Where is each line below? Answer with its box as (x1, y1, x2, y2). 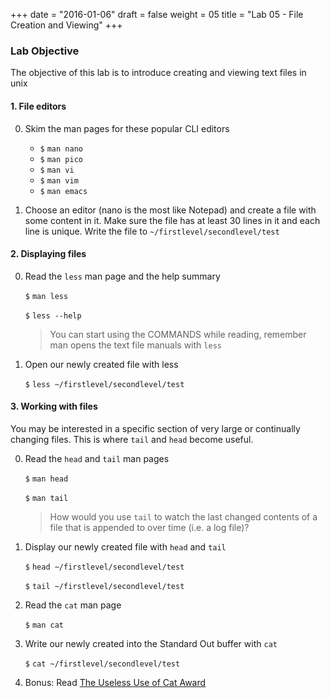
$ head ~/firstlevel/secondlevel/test (24, 562, 185, 572)
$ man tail (24, 493, 69, 503)
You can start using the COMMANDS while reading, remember (49, 328, 307, 340)
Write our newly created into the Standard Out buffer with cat (24, 637, 278, 649)
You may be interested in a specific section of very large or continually (10, 422, 301, 434)
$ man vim (39, 175, 79, 186)
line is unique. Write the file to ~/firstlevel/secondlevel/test (24, 225, 280, 237)
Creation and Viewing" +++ (10, 19, 123, 31)
